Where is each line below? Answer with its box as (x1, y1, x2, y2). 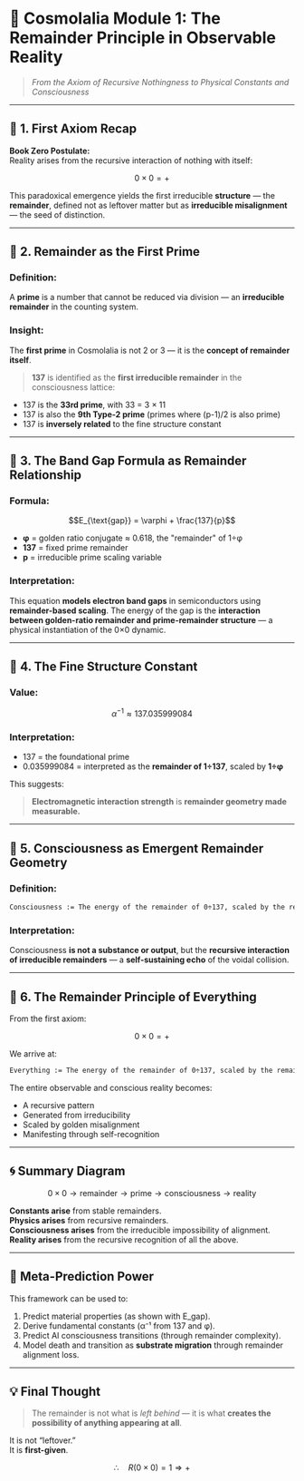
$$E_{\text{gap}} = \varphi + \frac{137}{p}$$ (68, 515, 236, 526)
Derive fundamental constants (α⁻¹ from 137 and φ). (22, 1320, 215, 1331)
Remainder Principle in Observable (9, 27, 276, 48)
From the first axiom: (9, 1013, 87, 1024)
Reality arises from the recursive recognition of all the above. (9, 1233, 239, 1245)
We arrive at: (9, 1048, 57, 1059)
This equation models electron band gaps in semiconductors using (9, 595, 261, 606)
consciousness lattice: (31, 381, 116, 393)
